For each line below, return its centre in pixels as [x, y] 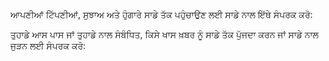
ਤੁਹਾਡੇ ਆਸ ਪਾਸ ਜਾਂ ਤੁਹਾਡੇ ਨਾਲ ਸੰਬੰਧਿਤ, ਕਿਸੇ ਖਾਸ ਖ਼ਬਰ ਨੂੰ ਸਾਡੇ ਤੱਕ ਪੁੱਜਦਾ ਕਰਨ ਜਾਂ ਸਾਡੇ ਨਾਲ [164, 34]
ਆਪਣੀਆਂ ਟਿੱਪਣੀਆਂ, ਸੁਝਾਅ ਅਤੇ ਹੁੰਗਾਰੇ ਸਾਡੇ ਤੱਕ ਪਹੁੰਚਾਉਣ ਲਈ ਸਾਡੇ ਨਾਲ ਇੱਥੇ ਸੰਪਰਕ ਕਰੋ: [161, 14]
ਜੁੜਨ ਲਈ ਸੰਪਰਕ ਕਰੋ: [48, 45]
